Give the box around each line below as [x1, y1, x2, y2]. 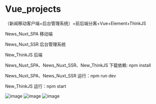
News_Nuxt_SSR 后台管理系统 [5, 41, 66, 47]
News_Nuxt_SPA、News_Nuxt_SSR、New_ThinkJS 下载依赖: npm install [5, 62, 151, 68]
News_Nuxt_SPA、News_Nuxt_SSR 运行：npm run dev [5, 72, 117, 78]
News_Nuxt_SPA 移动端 [5, 31, 53, 36]
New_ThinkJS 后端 [5, 52, 43, 58]
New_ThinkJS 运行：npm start [5, 83, 66, 89]
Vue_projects [5, 3, 62, 15]
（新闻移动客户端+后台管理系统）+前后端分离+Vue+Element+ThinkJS [5, 20, 146, 26]
